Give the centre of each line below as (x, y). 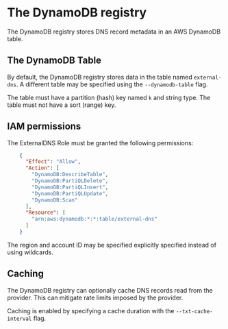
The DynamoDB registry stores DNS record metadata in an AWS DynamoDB (114, 32)
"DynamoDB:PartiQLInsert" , (70, 187)
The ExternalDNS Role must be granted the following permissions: (100, 143)
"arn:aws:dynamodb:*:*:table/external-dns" (94, 219)
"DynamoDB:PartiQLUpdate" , (70, 193)
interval (20, 319)
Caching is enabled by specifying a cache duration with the (91, 310)
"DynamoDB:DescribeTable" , (70, 175)
